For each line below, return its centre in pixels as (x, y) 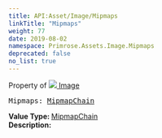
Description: (30, 125)
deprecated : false (39, 54)
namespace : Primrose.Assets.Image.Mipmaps (81, 46)
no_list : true (33, 62)
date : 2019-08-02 (38, 39)
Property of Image (44, 85)
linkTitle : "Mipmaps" (45, 24)
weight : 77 (27, 31)
